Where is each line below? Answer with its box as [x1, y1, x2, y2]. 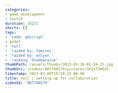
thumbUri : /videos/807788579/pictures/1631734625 [5, 67, 109, 72]
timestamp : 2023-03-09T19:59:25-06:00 [5, 71, 85, 76]
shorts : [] [5, 26, 28, 31]
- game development [5, 12, 45, 17]
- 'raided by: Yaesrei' [5, 48, 54, 53]
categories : [5, 7, 29, 12]
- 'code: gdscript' [5, 35, 45, 40]
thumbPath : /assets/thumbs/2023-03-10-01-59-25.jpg [5, 62, 113, 67]
